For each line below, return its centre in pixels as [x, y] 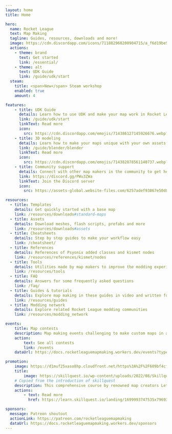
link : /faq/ [27, 286]
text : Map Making [28, 34]
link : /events [39, 348]
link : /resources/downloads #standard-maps [60, 214]
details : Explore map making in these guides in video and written [88, 295]
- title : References [32, 248]
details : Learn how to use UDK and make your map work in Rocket [90, 114]
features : [16, 105]
